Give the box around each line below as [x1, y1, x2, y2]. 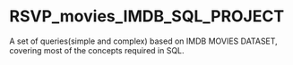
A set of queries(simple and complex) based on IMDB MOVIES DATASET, [9, 36, 278, 46]
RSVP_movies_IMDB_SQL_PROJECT [9, 6, 285, 27]
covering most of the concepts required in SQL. [9, 45, 185, 55]
